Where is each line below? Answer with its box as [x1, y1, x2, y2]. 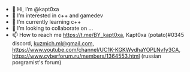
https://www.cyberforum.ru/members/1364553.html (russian [11, 52, 162, 60]
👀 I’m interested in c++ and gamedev [11, 12, 104, 19]
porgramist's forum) [11, 59, 62, 65]
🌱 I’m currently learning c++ [11, 18, 82, 25]
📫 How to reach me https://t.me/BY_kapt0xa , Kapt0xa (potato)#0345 [11, 32, 185, 38]
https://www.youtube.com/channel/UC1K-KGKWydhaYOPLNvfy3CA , [11, 46, 181, 53]
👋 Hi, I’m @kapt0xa [11, 6, 59, 12]
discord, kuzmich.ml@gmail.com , [11, 40, 95, 47]
